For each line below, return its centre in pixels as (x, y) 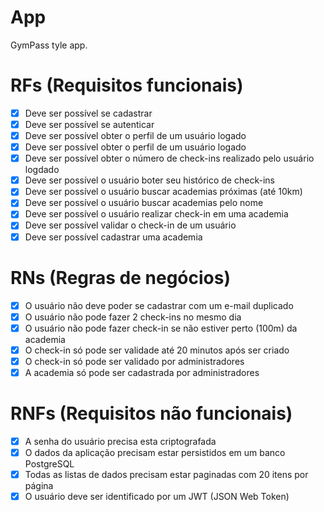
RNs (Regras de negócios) (121, 277)
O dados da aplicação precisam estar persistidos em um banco (155, 452)
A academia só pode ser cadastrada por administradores (142, 372)
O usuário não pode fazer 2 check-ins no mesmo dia (133, 317)
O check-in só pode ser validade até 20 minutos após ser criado (157, 350)
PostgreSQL (49, 463)
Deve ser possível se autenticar (89, 124)
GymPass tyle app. (49, 45)
